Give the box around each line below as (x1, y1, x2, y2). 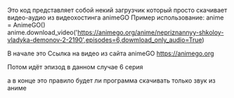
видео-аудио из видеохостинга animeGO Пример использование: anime (7, 13, 224, 22)
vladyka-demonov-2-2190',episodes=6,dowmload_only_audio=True (7, 36, 202, 44)
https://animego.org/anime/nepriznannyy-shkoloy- (77, 28, 224, 36)
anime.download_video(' (7, 28, 78, 36)
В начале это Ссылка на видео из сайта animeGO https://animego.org (7, 49, 214, 57)
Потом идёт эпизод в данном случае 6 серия (7, 63, 143, 71)
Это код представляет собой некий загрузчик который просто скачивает (7, 6, 228, 14)
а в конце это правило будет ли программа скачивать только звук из (7, 76, 216, 85)
